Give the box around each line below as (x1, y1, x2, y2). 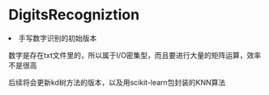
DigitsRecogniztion (8, 6, 140, 24)
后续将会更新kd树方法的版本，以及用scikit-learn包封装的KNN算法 (8, 77, 226, 87)
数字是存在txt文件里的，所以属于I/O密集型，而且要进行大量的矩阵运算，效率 (8, 50, 262, 60)
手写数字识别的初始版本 (19, 33, 97, 43)
